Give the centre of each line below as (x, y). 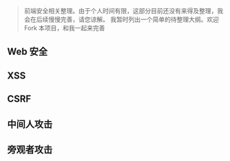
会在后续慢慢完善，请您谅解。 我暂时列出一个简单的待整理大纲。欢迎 (121, 19)
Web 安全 (28, 52)
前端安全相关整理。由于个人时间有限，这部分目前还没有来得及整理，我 (124, 11)
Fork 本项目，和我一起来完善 (64, 28)
